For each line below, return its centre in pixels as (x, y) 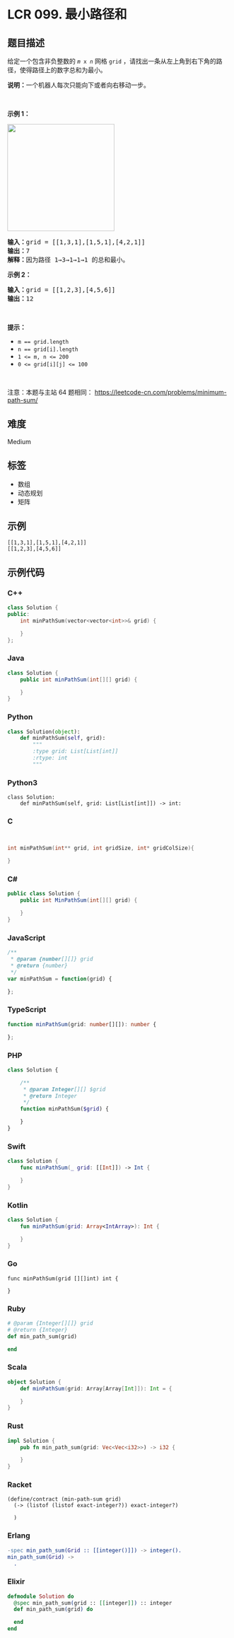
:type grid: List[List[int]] (76, 751)
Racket (19, 1485)
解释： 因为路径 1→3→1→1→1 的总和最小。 (68, 260)
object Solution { (34, 1382)
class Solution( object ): (44, 732)
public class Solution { (44, 894)
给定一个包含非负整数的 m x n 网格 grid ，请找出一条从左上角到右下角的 (112, 61)
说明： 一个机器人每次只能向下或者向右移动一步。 (78, 85)
